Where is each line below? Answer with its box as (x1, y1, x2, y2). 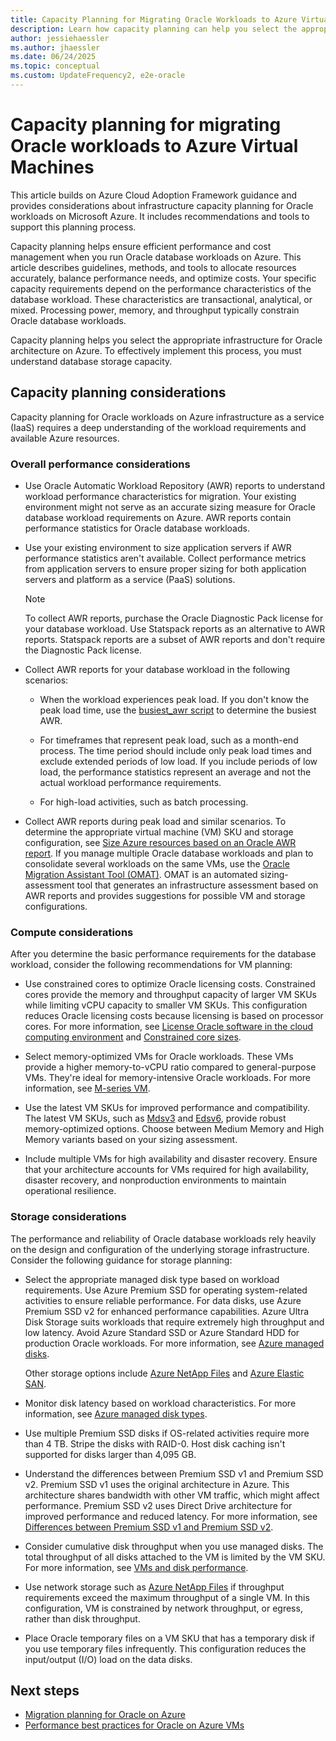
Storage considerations (10, 1210, 127, 1224)
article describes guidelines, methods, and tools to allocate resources (10, 261, 297, 273)
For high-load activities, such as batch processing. (39, 796, 249, 808)
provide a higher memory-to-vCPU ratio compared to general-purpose (24, 1061, 317, 1073)
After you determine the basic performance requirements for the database (10, 948, 317, 960)
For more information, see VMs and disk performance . (24, 1561, 249, 1573)
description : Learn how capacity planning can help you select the (10, 24, 298, 34)
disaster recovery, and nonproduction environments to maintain (24, 1174, 287, 1186)
